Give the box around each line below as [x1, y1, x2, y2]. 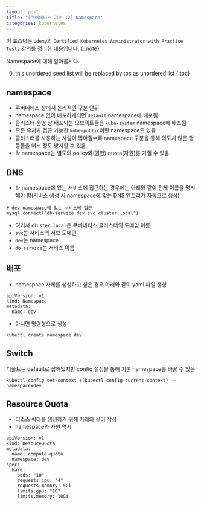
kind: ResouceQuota [6, 440, 56, 447]
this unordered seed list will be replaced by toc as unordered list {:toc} [14, 70, 190, 77]
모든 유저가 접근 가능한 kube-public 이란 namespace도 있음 [14, 127, 156, 134]
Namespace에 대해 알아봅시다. [6, 58, 80, 65]
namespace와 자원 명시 [14, 423, 72, 431]
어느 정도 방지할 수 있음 [31, 142, 86, 149]
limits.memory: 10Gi [17, 494, 69, 500]
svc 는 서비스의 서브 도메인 [14, 229, 77, 236]
